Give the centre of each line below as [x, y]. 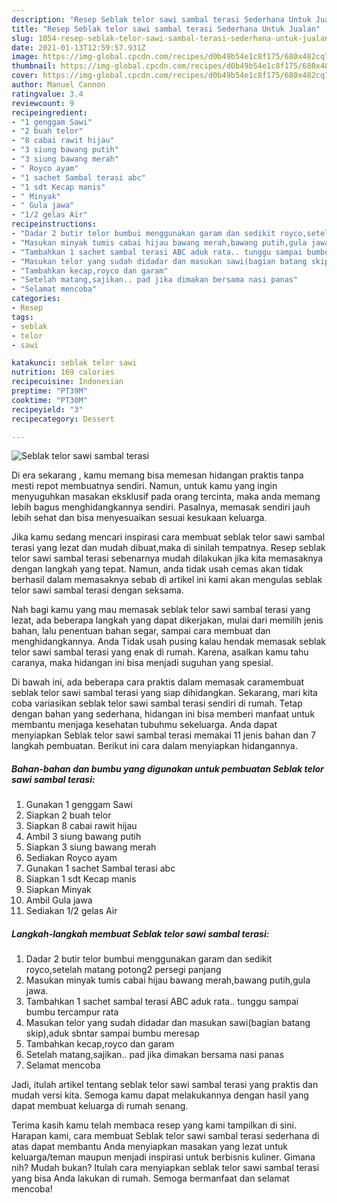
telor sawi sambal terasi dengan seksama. [97, 590]
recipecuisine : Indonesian [67, 382]
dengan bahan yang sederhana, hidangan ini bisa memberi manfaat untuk [163, 714]
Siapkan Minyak [58, 890]
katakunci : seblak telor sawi [74, 363]
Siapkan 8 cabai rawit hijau [81, 826]
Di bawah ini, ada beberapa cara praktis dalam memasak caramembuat [158, 682]
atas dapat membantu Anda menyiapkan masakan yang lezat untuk [149, 1147]
